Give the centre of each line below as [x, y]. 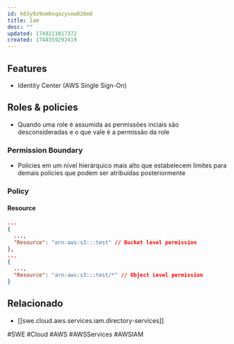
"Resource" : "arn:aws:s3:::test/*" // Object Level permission [108, 275]
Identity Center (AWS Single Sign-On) [72, 85]
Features [27, 69]
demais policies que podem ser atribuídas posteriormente [101, 173]
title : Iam [23, 20]
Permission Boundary [45, 150]
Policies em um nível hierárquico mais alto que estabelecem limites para [122, 165]
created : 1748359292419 [42, 40]
